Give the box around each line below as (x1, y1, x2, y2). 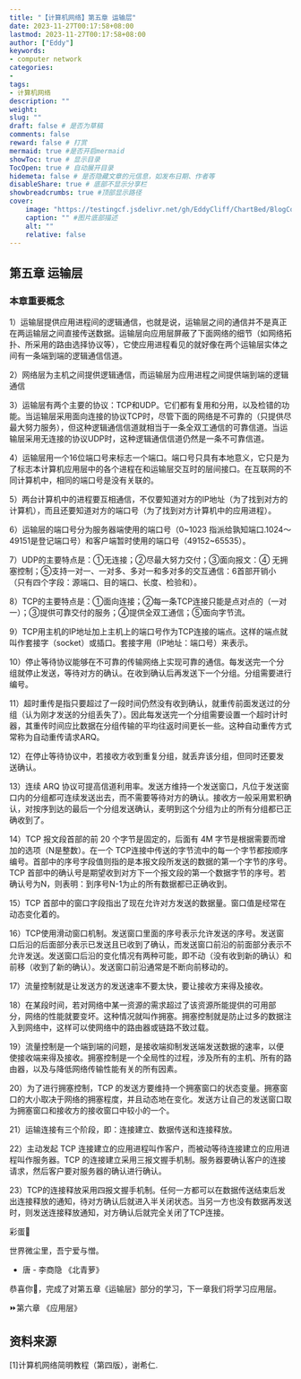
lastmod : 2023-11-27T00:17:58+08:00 (9, 30, 146, 39)
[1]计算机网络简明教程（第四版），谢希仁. (9, 1359, 159, 1370)
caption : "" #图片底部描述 (25, 213, 118, 223)
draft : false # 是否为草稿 (9, 122, 103, 131)
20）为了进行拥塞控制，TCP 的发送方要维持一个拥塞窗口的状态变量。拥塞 (9, 1083, 280, 1094)
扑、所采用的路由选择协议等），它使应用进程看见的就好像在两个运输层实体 (9, 339, 280, 350)
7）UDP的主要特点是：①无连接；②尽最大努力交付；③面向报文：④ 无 (9, 554, 280, 565)
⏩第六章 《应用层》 (9, 1303, 82, 1314)
